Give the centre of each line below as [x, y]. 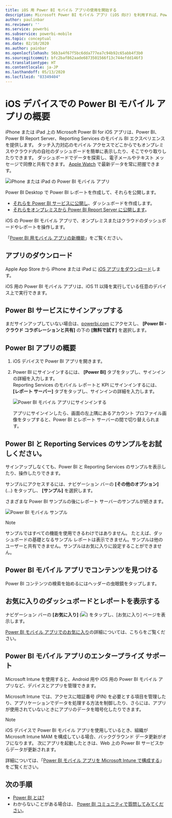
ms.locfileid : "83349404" [33, 77]
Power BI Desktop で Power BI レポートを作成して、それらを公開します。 [82, 192]
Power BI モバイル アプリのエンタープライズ [75, 656]
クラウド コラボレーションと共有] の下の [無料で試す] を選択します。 [77, 330]
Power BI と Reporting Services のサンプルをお [80, 444]
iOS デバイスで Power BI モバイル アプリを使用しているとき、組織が [77, 730]
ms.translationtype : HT [31, 63]
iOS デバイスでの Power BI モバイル [80, 104]
